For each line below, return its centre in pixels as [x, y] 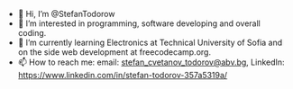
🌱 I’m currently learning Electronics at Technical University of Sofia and [150, 42]
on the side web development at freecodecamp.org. [114, 52]
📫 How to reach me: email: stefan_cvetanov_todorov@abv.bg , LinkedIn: [151, 62]
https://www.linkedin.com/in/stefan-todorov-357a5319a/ [123, 75]
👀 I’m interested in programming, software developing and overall [139, 23]
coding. [32, 33]
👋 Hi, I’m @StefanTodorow [66, 14]
